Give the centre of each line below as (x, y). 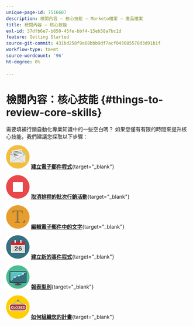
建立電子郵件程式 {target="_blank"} (73, 167)
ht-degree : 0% (23, 62)
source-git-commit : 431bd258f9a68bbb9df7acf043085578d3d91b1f (83, 43)
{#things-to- (132, 99)
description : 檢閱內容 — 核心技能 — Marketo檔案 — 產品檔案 (75, 18)
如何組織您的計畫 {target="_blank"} (73, 317)
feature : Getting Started (37, 37)
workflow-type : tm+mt (32, 50)
